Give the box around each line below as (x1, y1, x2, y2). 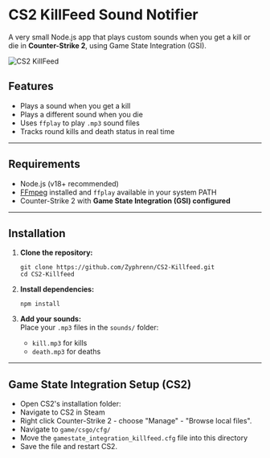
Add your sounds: (19, 314, 82, 324)
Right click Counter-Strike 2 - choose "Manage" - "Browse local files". (19, 416, 252, 426)
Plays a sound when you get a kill (19, 100, 131, 110)
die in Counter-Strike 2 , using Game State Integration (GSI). (8, 40, 207, 50)
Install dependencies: (19, 284, 95, 294)
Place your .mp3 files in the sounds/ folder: (19, 323, 159, 333)
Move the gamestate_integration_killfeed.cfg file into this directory (19, 433, 247, 443)
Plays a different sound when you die (19, 109, 143, 119)
